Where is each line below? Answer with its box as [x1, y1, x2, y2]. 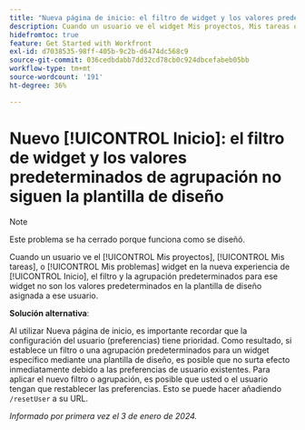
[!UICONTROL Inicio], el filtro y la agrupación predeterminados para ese [9, 270, 279, 282]
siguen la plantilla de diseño [9, 185, 224, 206]
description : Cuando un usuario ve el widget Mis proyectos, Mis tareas [9, 22, 290, 31]
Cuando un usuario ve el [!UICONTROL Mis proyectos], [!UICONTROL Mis [9, 251, 285, 262]
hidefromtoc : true [9, 30, 79, 39]
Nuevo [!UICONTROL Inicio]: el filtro [9, 128, 285, 148]
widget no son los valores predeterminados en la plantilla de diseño [9, 280, 262, 291]
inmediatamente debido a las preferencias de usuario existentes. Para [9, 364, 271, 375]
